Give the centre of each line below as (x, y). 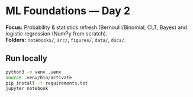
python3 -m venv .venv (33, 72)
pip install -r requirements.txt (47, 83)
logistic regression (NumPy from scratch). (57, 33)
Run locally (27, 58)
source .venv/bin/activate (39, 77)
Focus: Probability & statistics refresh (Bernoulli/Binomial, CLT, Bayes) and (96, 27)
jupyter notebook (27, 89)
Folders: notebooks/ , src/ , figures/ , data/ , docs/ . (66, 40)
